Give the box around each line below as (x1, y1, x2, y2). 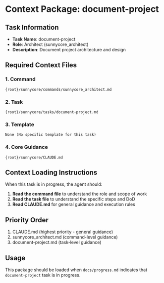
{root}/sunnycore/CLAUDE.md (5, 155, 63, 160)
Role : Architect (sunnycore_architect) (12, 41, 89, 47)
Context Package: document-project (5, 3, 160, 15)
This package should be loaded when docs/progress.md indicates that (5, 267, 148, 273)
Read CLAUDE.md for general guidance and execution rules (12, 202, 135, 207)
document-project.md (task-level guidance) (12, 240, 102, 245)
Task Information (5, 23, 59, 32)
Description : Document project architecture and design (12, 47, 126, 52)
